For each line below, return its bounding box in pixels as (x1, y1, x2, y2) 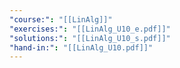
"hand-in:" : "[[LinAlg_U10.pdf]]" (9, 42, 154, 53)
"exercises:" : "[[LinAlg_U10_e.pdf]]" (9, 24, 171, 34)
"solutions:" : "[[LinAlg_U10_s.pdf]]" (9, 33, 171, 43)
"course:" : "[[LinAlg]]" (9, 14, 113, 25)
